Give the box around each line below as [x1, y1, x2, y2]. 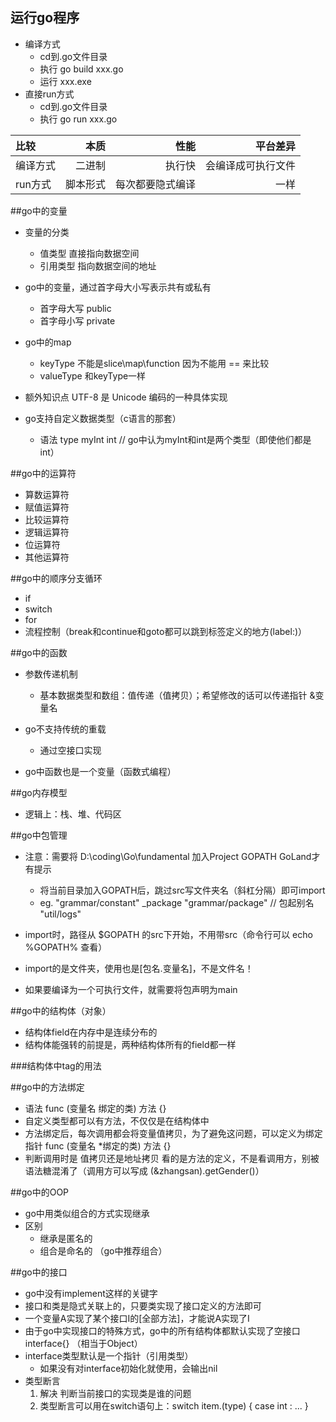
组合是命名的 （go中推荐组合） [39, 1244, 168, 1257]
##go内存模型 [10, 786, 68, 798]
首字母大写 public [39, 302, 112, 314]
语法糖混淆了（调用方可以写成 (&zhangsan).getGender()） [24, 1164, 265, 1177]
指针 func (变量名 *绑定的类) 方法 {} [24, 1139, 172, 1152]
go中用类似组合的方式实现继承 [24, 1207, 150, 1219]
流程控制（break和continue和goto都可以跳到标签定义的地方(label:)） [24, 625, 308, 637]
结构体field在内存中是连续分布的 [24, 1026, 158, 1038]
